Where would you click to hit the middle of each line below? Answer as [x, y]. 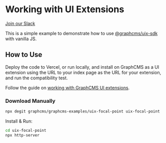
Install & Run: [19, 121]
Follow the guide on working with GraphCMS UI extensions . [68, 88]
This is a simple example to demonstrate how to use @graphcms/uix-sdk [81, 33]
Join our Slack [20, 23]
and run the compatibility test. [37, 78]
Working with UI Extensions [65, 9]
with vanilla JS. [21, 39]
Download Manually [30, 101]
